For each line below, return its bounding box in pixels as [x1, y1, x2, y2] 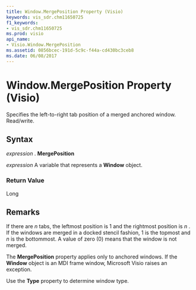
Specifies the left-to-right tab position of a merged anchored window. [6, 111, 176, 118]
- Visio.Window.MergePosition [6, 42, 81, 48]
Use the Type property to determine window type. [6, 278, 129, 285]
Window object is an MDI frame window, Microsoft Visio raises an [6, 260, 167, 267]
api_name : [6, 36, 31, 42]
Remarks [6, 207, 40, 218]
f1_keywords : [6, 20, 39, 26]
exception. [6, 266, 32, 273]
